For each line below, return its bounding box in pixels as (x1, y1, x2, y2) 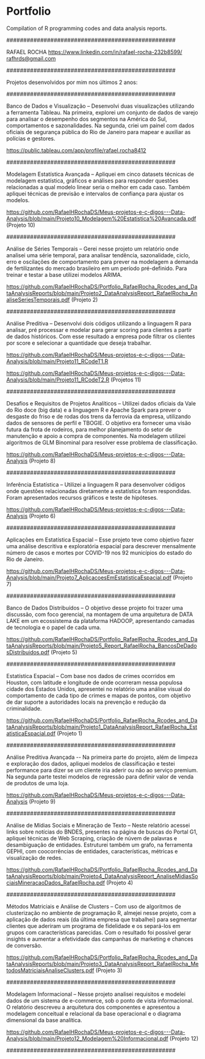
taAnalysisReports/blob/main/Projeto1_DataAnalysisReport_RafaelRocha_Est (6, 723, 198, 730)
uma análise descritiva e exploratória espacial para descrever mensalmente (6, 542, 196, 549)
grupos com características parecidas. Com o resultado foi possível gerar (6, 929, 192, 936)
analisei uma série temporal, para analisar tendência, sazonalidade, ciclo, (6, 251, 190, 258)
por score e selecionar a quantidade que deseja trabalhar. (6, 339, 151, 347)
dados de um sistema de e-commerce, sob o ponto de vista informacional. (6, 997, 194, 1004)
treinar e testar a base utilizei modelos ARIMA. (6, 271, 123, 278)
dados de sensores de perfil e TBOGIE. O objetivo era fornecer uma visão (6, 419, 191, 426)
